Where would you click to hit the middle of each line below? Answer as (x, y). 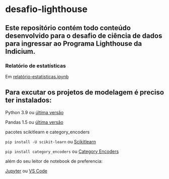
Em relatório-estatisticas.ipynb (37, 76)
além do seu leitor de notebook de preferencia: (54, 161)
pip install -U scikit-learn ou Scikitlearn (51, 141)
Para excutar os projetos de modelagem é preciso (85, 92)
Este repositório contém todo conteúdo (68, 28)
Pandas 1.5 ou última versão (34, 122)
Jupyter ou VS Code (26, 171)
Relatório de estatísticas (36, 65)
